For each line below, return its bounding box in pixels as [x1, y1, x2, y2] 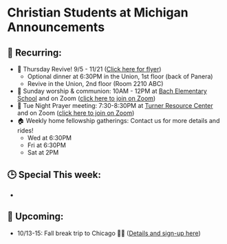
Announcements [7, 19, 105, 35]
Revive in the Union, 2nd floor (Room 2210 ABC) [27, 80, 164, 87]
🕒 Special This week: [7, 169, 101, 181]
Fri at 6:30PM [27, 141, 67, 149]
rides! [17, 126, 34, 135]
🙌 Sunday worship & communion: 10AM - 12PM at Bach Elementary [17, 87, 208, 95]
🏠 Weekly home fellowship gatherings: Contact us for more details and [17, 117, 220, 124]
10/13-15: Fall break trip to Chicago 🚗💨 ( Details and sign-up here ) [17, 229, 201, 237]
